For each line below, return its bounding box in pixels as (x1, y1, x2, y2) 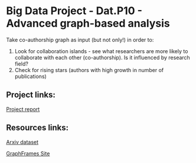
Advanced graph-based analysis (6, 17, 170, 30)
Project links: (6, 90, 56, 100)
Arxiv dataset (6, 138, 39, 145)
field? (14, 60, 28, 67)
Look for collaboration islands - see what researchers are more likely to (14, 47, 188, 54)
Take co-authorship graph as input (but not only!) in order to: (6, 36, 154, 43)
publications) (14, 73, 47, 80)
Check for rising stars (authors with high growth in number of (14, 66, 164, 73)
